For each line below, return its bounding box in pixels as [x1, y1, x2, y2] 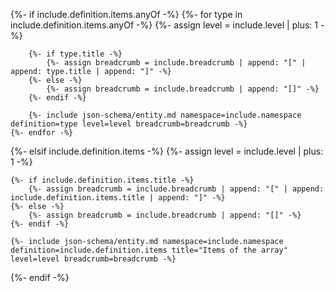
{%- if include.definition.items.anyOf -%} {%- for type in [10, 9, 243, 20]
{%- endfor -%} [10, 128, 74, 138]
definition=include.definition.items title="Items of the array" [10, 245, 288, 255]
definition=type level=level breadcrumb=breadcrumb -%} [10, 119, 248, 129]
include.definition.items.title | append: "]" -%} [10, 193, 226, 203]
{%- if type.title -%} [28, 49, 123, 59]
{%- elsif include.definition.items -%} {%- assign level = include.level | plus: [10, 145, 324, 157]
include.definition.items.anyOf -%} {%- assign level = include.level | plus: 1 [10, 19, 318, 31]
